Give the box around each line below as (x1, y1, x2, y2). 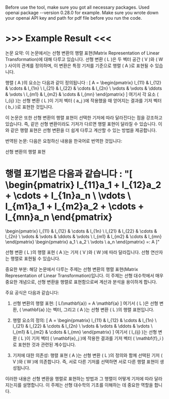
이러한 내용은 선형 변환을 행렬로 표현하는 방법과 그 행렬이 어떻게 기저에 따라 (5, 375, 153, 381)
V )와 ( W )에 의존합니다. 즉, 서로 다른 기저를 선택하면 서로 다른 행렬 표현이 (12, 358, 159, 365)
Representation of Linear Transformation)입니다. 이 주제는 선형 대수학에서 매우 (5, 272, 164, 278)
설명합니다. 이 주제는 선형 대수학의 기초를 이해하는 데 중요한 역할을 (22, 382, 153, 388)
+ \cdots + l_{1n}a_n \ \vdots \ (5, 190, 131, 201)
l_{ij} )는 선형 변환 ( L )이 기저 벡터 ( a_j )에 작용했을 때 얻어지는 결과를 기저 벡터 (5, 97, 162, 103)
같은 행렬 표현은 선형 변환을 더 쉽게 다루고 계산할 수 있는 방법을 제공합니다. (10, 127, 157, 133)
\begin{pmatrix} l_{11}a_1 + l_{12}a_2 (5, 179, 161, 191)
